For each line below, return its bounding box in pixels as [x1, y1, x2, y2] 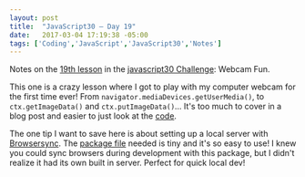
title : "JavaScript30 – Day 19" [9, 22, 137, 31]
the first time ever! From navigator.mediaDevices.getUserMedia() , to [9, 91, 265, 102]
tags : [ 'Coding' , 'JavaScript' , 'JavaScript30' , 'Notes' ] [9, 38, 222, 48]
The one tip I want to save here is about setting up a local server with [9, 129, 269, 140]
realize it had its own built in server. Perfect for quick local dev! [9, 157, 246, 169]
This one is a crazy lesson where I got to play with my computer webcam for [9, 81, 296, 92]
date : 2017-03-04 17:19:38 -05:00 [9, 30, 148, 39]
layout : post [9, 13, 59, 23]
